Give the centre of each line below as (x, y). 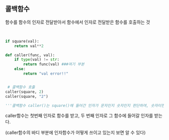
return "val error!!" (46, 74)
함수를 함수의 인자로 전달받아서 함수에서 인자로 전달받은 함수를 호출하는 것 (78, 22)
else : (20, 69)
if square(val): (22, 41)
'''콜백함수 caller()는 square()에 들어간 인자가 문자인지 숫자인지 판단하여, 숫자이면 (85, 105)
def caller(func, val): (30, 55)
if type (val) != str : (37, 60)
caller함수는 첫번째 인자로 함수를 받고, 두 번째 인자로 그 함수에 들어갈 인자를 (79, 116)
